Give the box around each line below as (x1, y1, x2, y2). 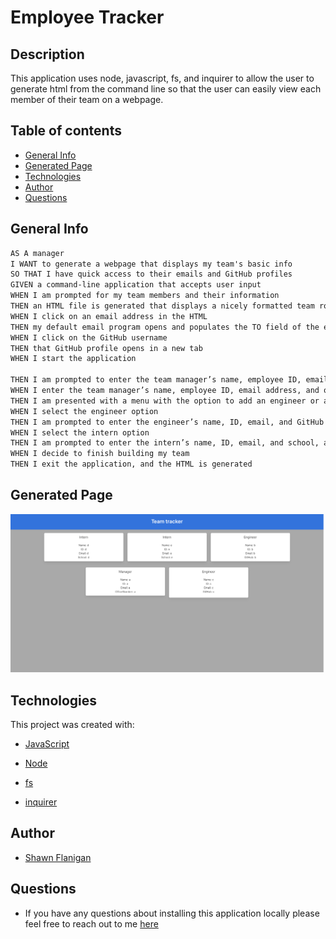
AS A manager (10, 248, 65, 258)
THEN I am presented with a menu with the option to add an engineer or (10, 396, 320, 406)
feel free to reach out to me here (24, 917, 159, 930)
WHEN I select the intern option (10, 427, 150, 438)
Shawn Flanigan (24, 851, 92, 863)
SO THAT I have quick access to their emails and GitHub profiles (10, 269, 293, 280)
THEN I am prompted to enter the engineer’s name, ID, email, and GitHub (10, 417, 325, 427)
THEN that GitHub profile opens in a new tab (10, 343, 203, 353)
